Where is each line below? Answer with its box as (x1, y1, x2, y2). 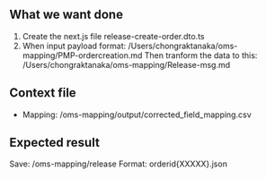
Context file (9, 85, 76, 101)
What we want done (9, 7, 124, 22)
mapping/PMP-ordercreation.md (22, 49, 143, 61)
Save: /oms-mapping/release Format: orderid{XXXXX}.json (9, 158, 227, 169)
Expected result (9, 135, 101, 150)
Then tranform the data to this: (144, 49, 258, 61)
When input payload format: (22, 40, 127, 51)
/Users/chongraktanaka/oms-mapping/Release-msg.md (22, 59, 231, 70)
